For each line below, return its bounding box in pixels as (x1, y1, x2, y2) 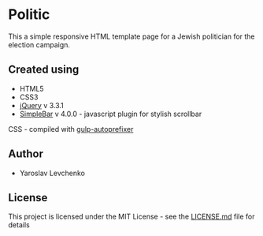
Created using (8, 63, 80, 77)
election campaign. (8, 39, 71, 49)
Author (8, 148, 43, 161)
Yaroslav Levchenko (19, 168, 85, 178)
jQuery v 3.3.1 (19, 100, 65, 110)
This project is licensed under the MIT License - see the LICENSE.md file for (8, 212, 255, 222)
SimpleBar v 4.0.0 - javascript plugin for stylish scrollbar (19, 109, 202, 118)
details (8, 220, 30, 230)
